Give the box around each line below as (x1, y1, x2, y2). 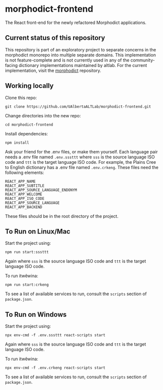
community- (130, 57, 155, 63)
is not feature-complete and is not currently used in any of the (5, 57, 130, 63)
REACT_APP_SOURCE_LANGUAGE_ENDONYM (5, 187, 77, 193)
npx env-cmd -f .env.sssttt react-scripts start (5, 333, 106, 338)
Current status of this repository (5, 34, 106, 42)
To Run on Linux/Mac (5, 227, 71, 236)
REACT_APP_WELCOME (5, 192, 42, 196)
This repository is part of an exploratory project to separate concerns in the (5, 46, 157, 52)
